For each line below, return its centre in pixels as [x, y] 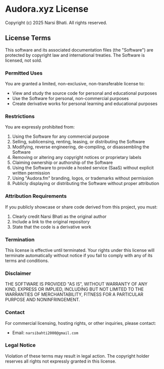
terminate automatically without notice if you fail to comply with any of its [79, 255]
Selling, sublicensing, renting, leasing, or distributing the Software [79, 142]
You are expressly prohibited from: [40, 127]
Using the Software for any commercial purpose [60, 136]
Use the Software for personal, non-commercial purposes [70, 99]
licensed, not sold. [24, 60]
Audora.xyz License [47, 9]
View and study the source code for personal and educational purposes [85, 93]
